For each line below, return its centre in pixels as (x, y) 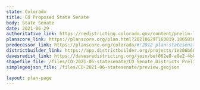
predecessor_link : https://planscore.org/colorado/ (71, 45)
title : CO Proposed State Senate (48, 17)
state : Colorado (26, 12)
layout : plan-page (29, 78)
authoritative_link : (32, 34)
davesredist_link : (29, 56)
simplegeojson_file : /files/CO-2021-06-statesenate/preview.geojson (93, 67)
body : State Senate (30, 23)
